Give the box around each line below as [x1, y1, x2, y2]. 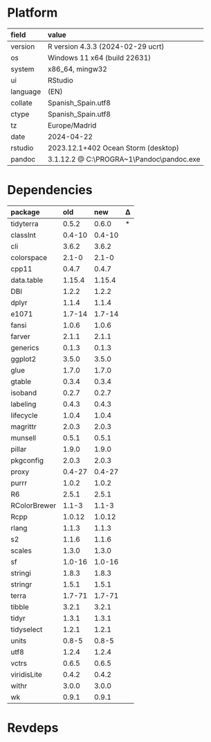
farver [10, 331, 30, 341]
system [10, 64, 35, 74]
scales [10, 546, 33, 555]
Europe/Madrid [47, 120, 97, 130]
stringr [10, 579, 33, 589]
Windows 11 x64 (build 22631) [47, 53, 152, 62]
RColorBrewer [10, 501, 57, 510]
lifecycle [10, 411, 38, 420]
